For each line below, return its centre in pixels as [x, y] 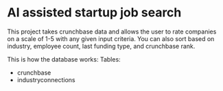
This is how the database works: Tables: [64, 59]
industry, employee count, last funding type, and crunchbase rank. [101, 46]
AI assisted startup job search [94, 13]
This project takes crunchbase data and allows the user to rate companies [112, 31]
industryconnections [46, 79]
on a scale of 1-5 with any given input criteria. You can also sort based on [111, 38]
